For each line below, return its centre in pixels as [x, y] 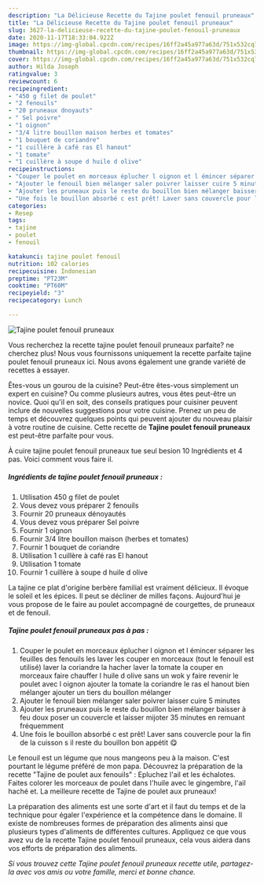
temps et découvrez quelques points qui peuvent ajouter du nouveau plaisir [130, 419]
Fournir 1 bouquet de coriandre [70, 547]
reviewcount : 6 [33, 81]
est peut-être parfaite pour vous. [61, 435]
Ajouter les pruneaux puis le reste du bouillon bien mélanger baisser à [132, 708]
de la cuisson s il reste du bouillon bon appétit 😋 [99, 742]
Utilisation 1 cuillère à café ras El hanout [84, 555]
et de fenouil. [29, 612]
